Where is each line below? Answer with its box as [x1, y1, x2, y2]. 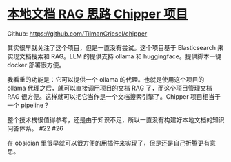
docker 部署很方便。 [7, 60, 66, 69]
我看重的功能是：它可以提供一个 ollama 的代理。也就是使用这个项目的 [7, 75, 205, 83]
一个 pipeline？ [7, 101, 50, 109]
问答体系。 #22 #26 [7, 124, 63, 132]
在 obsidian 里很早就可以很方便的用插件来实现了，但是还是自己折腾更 [7, 139, 204, 147]
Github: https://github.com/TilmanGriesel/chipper [7, 29, 148, 38]
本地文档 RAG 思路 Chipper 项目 [7, 6, 188, 22]
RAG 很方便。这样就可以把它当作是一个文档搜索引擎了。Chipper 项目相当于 [7, 92, 221, 100]
